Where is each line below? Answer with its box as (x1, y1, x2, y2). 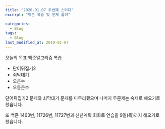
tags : (5, 31, 17, 36)
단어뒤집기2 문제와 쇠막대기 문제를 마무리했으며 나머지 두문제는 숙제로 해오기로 (5, 95, 160, 101)
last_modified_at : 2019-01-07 (5, 40, 69, 46)
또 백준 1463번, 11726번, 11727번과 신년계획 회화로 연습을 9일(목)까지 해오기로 (5, 112, 160, 118)
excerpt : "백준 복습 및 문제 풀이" (5, 12, 71, 17)
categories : (5, 21, 30, 26)
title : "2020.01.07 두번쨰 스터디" (5, 7, 74, 13)
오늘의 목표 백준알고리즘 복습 (5, 54, 62, 61)
